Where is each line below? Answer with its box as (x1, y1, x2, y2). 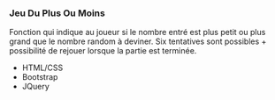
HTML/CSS (21, 62, 64, 73)
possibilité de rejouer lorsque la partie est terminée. (9, 46, 197, 56)
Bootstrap (21, 72, 58, 82)
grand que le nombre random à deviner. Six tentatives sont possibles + (9, 36, 267, 46)
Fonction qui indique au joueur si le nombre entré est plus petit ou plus (9, 27, 266, 38)
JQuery (21, 82, 50, 92)
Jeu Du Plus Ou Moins (9, 7, 106, 19)
